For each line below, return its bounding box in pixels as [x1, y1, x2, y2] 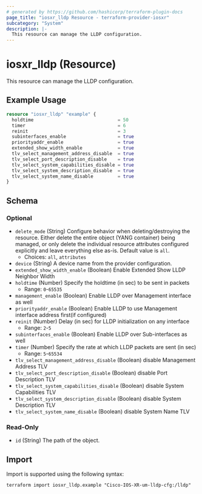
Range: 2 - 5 [24, 324, 52, 331]
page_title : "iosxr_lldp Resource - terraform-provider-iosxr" [6, 15, 170, 21]
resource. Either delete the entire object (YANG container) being [15, 234, 176, 241]
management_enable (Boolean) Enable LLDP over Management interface [15, 292, 192, 299]
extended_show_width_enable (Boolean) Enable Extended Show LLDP [15, 266, 186, 273]
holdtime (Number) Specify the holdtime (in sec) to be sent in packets [15, 279, 190, 286]
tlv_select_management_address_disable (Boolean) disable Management [15, 356, 196, 364]
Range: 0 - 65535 [24, 285, 62, 293]
